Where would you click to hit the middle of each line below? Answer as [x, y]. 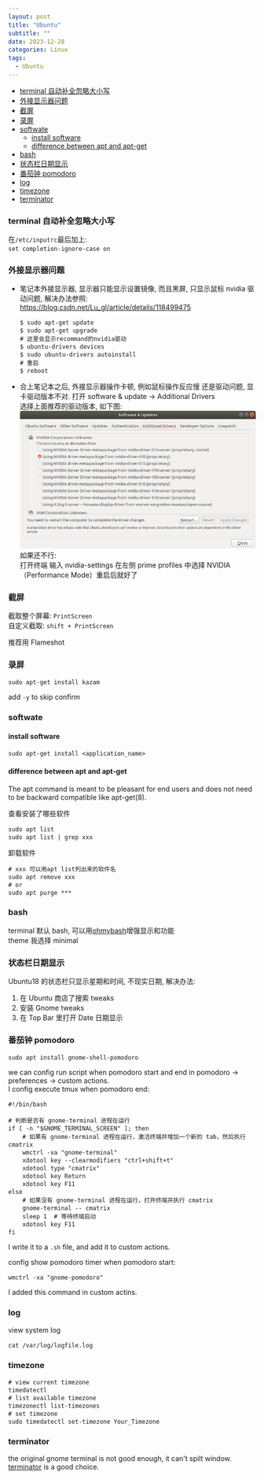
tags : [17, 58]
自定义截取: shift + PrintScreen [61, 625]
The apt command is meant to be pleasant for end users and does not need [130, 789]
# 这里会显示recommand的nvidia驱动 [73, 339]
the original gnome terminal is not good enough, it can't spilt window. [120, 1459]
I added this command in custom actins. [73, 1292]
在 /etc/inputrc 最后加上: [48, 239]
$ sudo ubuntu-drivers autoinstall [78, 355]
